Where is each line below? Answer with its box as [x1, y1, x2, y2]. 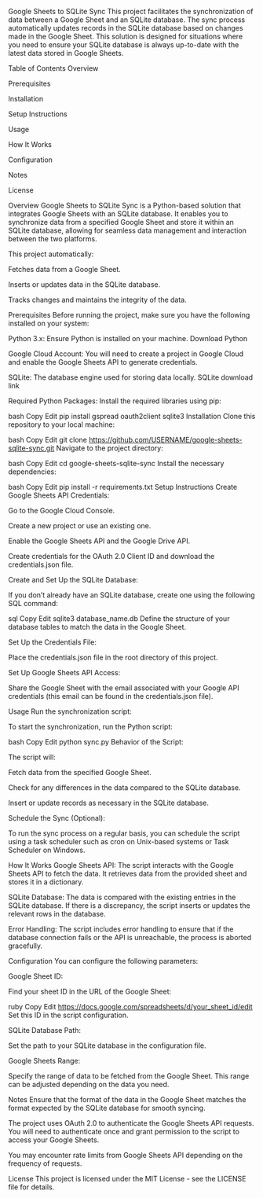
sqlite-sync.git [8, 443, 55, 453]
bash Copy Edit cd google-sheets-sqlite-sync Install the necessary [8, 459, 225, 468]
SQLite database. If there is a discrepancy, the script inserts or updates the [8, 901, 251, 910]
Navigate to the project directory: [56, 443, 163, 453]
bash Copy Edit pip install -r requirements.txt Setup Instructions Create [8, 483, 238, 491]
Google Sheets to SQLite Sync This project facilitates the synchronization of [8, 7, 254, 16]
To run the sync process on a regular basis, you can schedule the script [8, 829, 240, 838]
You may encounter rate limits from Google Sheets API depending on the [8, 1151, 243, 1159]
